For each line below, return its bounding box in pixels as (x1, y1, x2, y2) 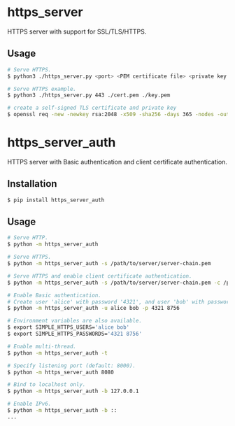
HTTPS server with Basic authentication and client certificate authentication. (7, 157, 227, 166)
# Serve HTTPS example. (7, 85, 77, 92)
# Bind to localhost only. (7, 381, 86, 388)
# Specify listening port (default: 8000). (7, 362, 136, 369)
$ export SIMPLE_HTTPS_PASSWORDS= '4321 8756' (7, 330, 142, 338)
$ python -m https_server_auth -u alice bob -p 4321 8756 (7, 305, 180, 312)
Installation (7, 178, 57, 190)
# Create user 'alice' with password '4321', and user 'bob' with (7, 298, 205, 305)
